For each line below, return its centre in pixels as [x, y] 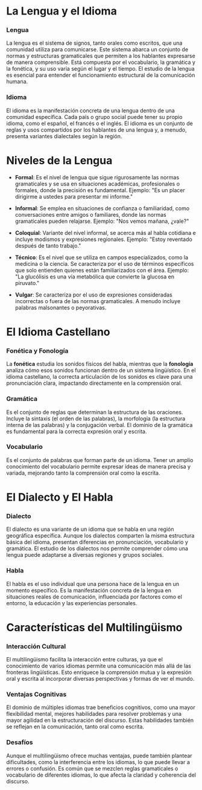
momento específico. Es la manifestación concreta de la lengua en [89, 590]
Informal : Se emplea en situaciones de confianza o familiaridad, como [102, 208]
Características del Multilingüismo [94, 627]
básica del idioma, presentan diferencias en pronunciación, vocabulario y [97, 542]
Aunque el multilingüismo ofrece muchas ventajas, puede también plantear [99, 756]
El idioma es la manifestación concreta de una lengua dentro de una [90, 111]
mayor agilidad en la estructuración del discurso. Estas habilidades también [100, 721]
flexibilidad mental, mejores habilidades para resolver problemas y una [94, 714]
